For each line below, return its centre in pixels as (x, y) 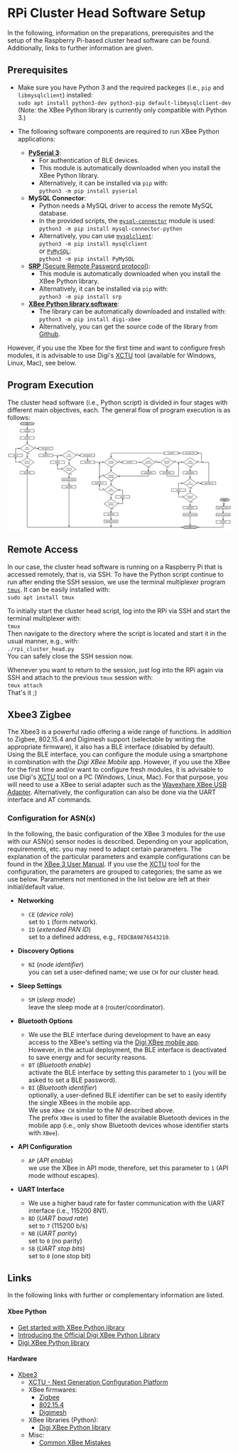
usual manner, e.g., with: (43, 640)
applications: (36, 139)
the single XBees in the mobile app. (80, 1103)
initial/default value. (36, 886)
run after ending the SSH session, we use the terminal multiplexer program (117, 581)
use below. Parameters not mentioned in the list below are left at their (109, 879)
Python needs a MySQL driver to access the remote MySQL (126, 205)
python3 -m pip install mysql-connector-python (110, 229)
